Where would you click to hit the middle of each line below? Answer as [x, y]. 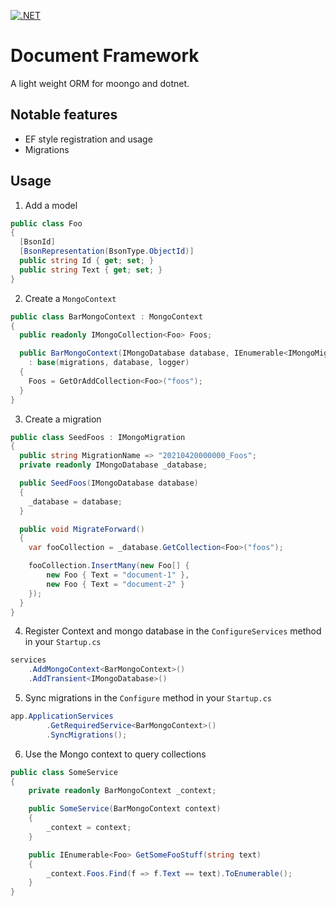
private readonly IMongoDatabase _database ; [113, 465]
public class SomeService [64, 772]
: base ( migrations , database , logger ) [109, 363]
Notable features [64, 115]
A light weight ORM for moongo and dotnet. [100, 83]
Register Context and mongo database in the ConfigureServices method [173, 631]
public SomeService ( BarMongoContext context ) [125, 809]
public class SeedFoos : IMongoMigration [98, 437]
